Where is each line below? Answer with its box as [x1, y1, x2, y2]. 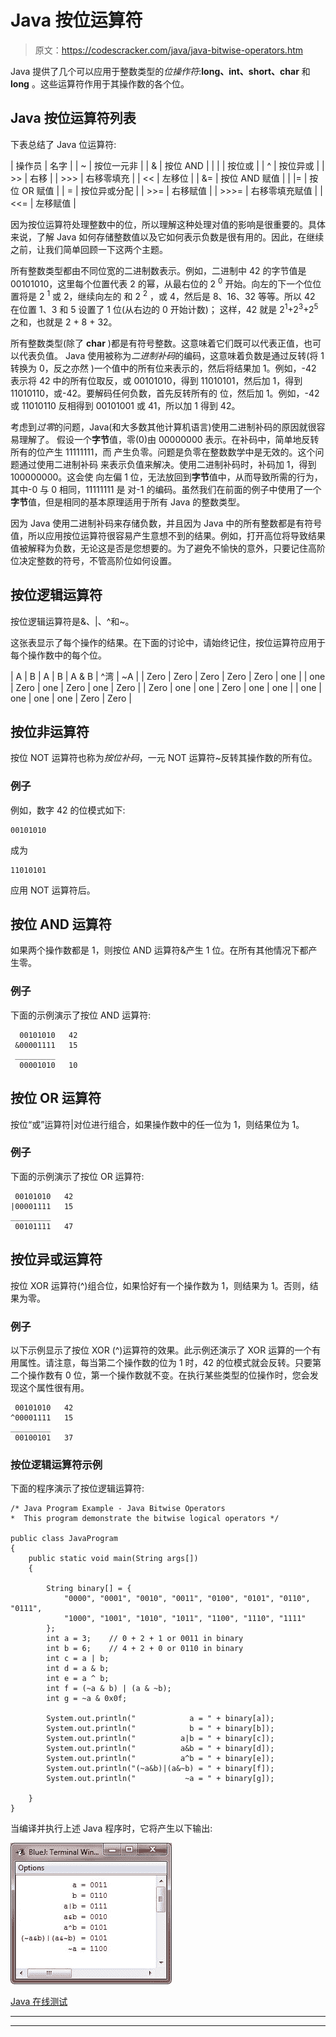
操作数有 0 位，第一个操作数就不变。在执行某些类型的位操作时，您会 [27, 1369, 310, 1381]
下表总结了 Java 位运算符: [10, 138, 117, 150]
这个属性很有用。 [18, 1381, 90, 1393]
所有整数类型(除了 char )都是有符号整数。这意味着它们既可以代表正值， [10, 337, 304, 349]
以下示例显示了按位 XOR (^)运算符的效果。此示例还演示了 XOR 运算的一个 [10, 1344, 313, 1356]
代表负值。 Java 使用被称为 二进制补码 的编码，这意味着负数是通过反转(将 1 [18, 349, 325, 361]
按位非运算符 [10, 723, 90, 740]
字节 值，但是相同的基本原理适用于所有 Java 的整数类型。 [10, 496, 246, 508]
